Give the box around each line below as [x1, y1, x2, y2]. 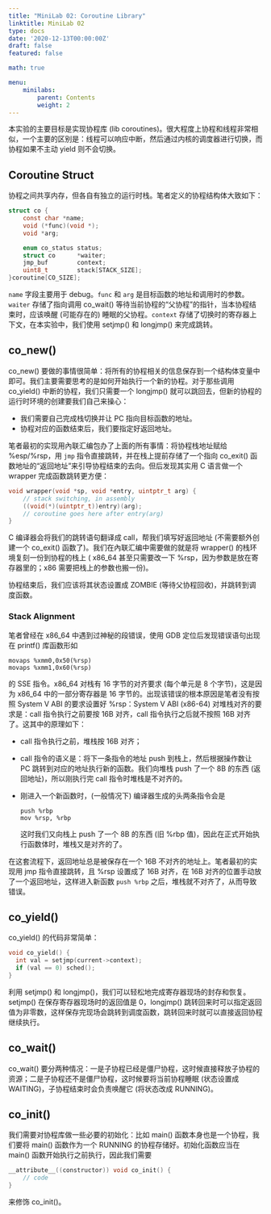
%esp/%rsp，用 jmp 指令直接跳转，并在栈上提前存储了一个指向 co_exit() [8, 450, 248, 460]
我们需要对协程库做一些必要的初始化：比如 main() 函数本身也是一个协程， [8, 1130, 252, 1140]
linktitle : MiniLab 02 [8, 19, 85, 27]
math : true [8, 64, 45, 73]
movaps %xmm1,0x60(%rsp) [8, 664, 92, 672]
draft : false [8, 42, 52, 50]
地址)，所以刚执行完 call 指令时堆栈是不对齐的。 [27, 773, 187, 783]
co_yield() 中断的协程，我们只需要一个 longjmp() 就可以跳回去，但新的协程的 [8, 386, 262, 396]
